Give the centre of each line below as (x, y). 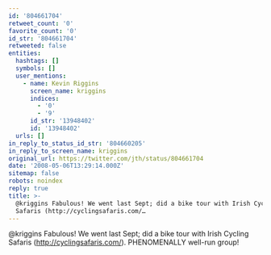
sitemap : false (34, 173)
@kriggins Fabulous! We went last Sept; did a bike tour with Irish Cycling (129, 234)
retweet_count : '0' (41, 23)
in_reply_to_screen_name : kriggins (68, 151)
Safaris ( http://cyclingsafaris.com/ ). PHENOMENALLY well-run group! (124, 242)
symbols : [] (36, 69)
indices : (44, 98)
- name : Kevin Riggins (61, 83)
